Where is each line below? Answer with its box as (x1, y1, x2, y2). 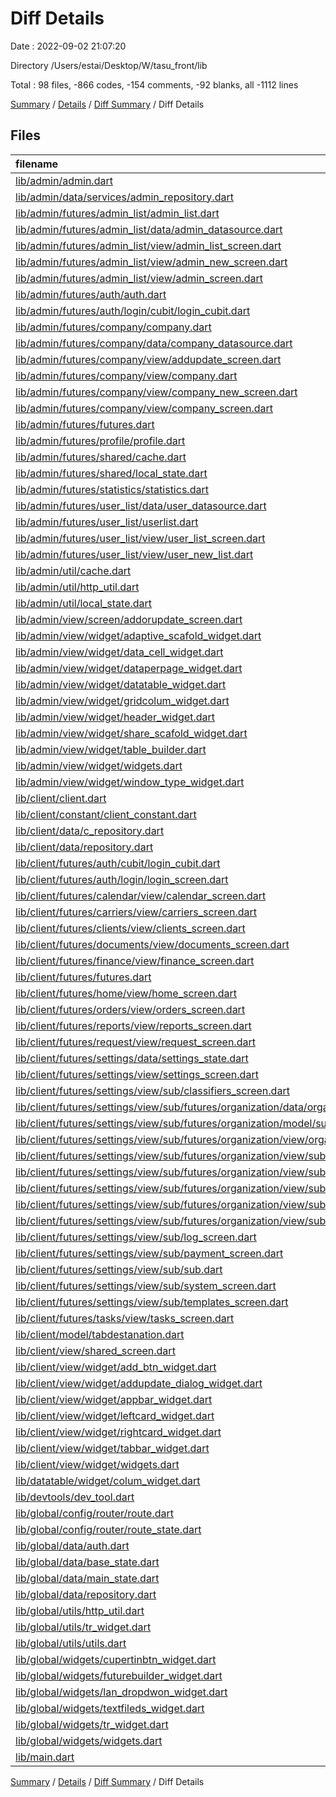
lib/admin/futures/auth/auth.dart (15, 287, 167, 301)
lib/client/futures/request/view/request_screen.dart (15, 1035, 256, 1049)
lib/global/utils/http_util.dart (15, 1603, 145, 1617)
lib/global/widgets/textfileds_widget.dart (15, 1701, 205, 1715)
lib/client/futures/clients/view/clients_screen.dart (15, 921, 246, 935)
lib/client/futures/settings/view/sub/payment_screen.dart (15, 1246, 284, 1260)
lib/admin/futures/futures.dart (15, 417, 155, 431)
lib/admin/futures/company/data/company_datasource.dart (15, 336, 293, 350)
